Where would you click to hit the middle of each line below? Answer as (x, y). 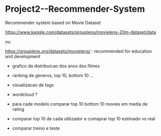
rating (18, 109)
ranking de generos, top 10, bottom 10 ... (53, 75)
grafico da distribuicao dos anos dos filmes (56, 66)
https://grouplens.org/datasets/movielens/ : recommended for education (79, 51)
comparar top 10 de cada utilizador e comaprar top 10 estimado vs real (84, 118)
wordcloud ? (25, 94)
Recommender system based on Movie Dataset (53, 23)
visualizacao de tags (33, 85)
